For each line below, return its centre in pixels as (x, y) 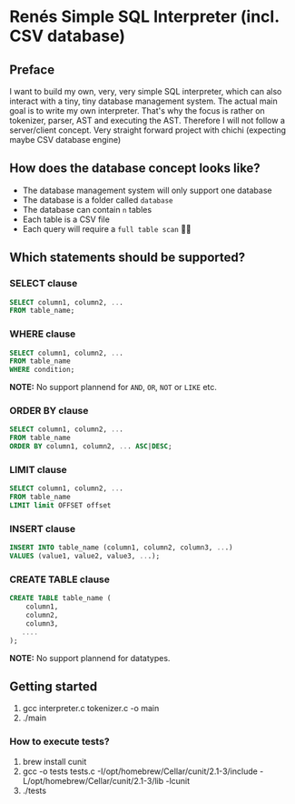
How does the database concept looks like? (135, 169)
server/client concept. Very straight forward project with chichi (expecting (148, 130)
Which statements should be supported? (128, 258)
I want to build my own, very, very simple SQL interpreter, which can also (146, 91)
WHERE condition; (42, 370)
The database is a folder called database (98, 200)
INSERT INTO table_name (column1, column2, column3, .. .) (121, 548)
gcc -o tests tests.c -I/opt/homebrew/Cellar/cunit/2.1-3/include (140, 771)
